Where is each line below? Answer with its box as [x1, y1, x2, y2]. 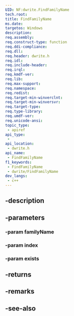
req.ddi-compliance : [5, 44, 48, 49]
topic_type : [5, 123, 30, 128]
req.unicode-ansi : [5, 118, 43, 123]
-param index [5, 241, 38, 248]
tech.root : [5, 12, 28, 17]
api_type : [5, 132, 26, 137]
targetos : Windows [5, 26, 43, 31]
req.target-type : [5, 104, 41, 109]
